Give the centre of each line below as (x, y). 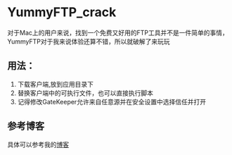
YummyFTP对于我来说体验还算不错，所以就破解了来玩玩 (89, 41)
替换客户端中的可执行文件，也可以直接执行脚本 (85, 93)
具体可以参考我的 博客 (38, 144)
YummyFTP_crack (62, 12)
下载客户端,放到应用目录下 (55, 84)
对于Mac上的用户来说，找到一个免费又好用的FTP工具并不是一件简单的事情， (118, 32)
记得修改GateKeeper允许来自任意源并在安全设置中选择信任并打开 (111, 101)
